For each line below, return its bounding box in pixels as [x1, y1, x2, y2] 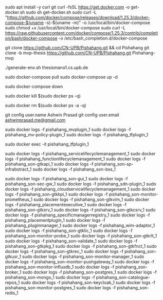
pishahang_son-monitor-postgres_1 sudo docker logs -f [5, 285, 116, 290]
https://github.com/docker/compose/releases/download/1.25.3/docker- [7, 15, 150, 20]
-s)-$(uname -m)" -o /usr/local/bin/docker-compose [44, 20, 150, 25]
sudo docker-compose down [5, 84, 63, 89]
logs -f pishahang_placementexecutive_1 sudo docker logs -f [5, 202, 127, 207]
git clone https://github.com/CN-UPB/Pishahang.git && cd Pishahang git [5, 45, 149, 50]
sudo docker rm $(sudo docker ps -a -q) [5, 103, 87, 108]
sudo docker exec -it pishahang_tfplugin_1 [5, 141, 89, 147]
